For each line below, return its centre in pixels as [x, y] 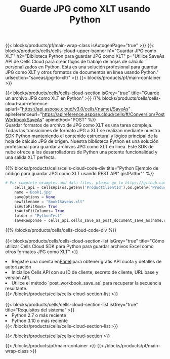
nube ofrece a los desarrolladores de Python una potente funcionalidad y [81, 152]
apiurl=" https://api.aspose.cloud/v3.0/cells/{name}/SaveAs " [68, 109]
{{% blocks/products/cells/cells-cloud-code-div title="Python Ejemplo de [82, 168]
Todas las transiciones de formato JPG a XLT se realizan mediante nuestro [83, 131]
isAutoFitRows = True [36, 206]
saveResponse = [30, 221]
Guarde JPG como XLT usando [85, 9]
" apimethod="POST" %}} [69, 120]
